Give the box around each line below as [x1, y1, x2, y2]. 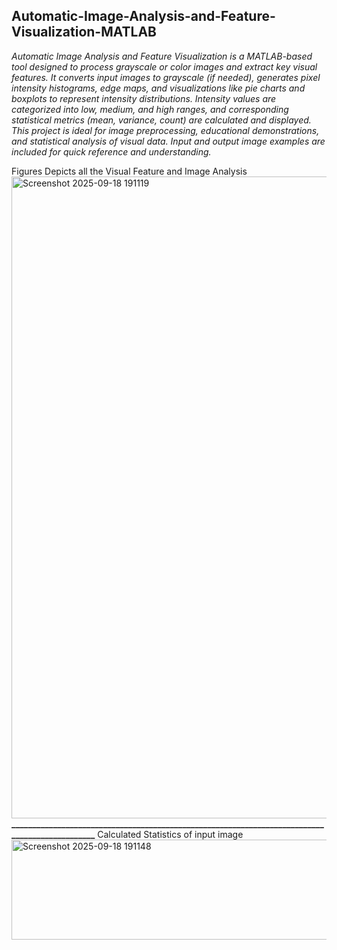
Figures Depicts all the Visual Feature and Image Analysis [11, 165, 248, 177]
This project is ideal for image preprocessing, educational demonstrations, [11, 124, 320, 136]
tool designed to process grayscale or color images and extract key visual [11, 60, 318, 73]
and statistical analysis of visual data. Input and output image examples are [11, 135, 326, 147]
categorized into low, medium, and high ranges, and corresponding [11, 103, 289, 115]
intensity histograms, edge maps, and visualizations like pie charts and [11, 82, 306, 94]
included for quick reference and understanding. [11, 145, 212, 158]
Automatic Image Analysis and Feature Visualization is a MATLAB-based [11, 50, 313, 62]
